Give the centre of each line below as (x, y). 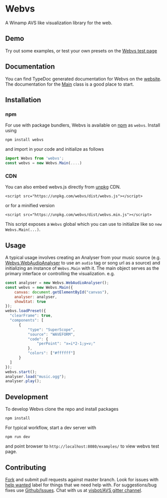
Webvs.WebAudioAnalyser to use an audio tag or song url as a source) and (83, 263)
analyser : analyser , (36, 297)
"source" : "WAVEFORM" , (51, 334)
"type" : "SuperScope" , (51, 330)
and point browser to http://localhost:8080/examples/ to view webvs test (82, 446)
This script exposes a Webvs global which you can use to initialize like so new (83, 224)
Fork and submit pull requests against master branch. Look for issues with (82, 479)
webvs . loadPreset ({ (26, 311)
